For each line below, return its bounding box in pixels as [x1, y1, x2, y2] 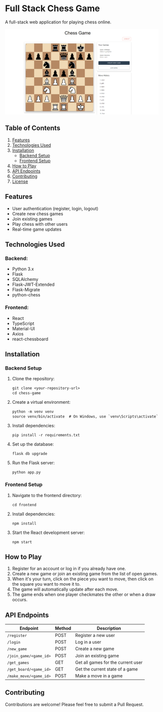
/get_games [7, 660, 29, 665]
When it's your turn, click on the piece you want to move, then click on [12, 576, 154, 582]
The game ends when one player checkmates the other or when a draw [12, 592, 156, 597]
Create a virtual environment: [12, 399, 71, 405]
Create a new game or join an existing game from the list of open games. [12, 571, 158, 577]
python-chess [12, 292, 40, 298]
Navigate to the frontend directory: [12, 492, 82, 498]
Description [96, 625, 121, 631]
